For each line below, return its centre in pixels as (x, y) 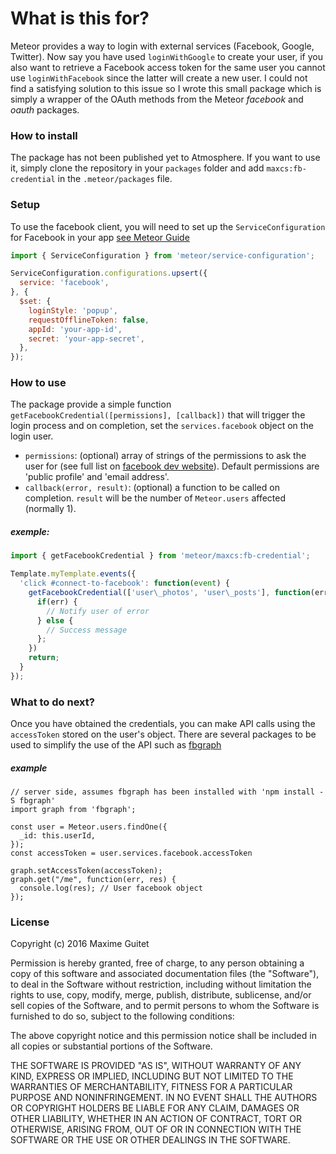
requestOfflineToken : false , (89, 320)
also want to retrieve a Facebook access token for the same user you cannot (168, 67)
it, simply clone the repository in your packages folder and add (137, 168)
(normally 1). (50, 509)
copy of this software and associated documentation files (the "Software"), (165, 974)
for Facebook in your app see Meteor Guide (100, 237)
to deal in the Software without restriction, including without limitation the (161, 984)
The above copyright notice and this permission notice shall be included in (163, 1036)
